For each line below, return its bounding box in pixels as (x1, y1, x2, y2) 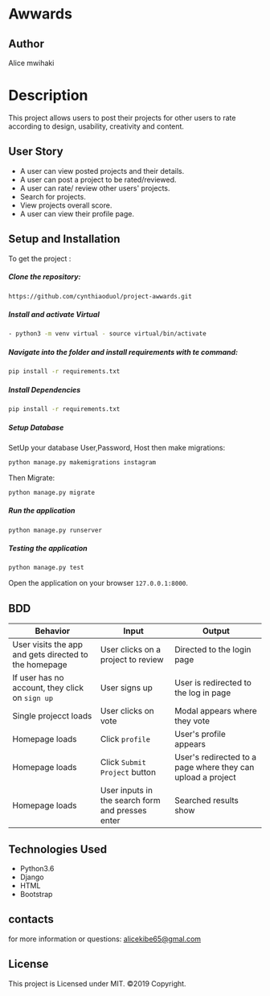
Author (8, 37, 44, 51)
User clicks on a (100, 644, 162, 656)
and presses (100, 805, 147, 817)
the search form (100, 795, 161, 806)
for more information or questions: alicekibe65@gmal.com (8, 934, 202, 944)
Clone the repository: (8, 272, 81, 282)
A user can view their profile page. (19, 208, 135, 218)
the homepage (12, 659, 67, 670)
